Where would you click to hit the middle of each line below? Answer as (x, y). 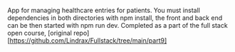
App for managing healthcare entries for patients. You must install (104, 10)
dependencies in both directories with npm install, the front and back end (115, 18)
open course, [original (40, 33)
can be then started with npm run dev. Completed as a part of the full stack (117, 25)
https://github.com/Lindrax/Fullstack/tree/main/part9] (88, 41)
